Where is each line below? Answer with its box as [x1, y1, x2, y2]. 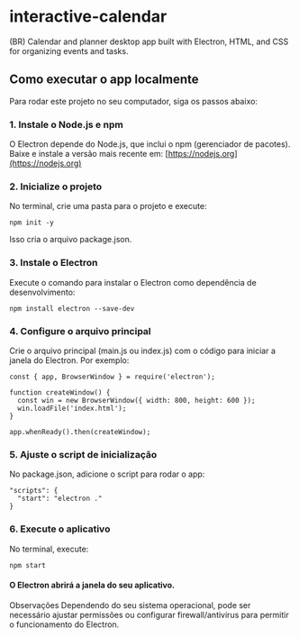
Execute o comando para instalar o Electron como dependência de [9, 277, 257, 287]
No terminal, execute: [9, 543, 89, 554]
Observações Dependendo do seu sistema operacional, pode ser [9, 599, 251, 610]
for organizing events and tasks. [9, 45, 129, 56]
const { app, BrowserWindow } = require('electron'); [9, 372, 216, 381]
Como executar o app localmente [9, 72, 199, 87]
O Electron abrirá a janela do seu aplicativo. [9, 579, 176, 591]
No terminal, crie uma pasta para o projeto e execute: [9, 201, 207, 212]
